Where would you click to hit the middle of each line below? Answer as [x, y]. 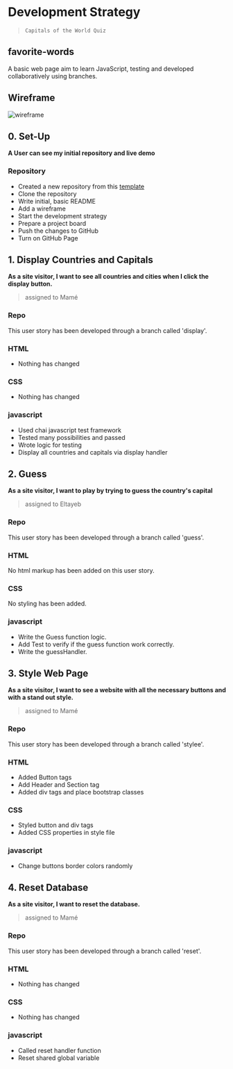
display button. [30, 284]
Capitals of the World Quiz [65, 31]
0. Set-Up [29, 136]
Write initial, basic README [57, 201]
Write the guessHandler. [52, 651]
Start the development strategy [62, 215]
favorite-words [41, 52]
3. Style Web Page [48, 674]
